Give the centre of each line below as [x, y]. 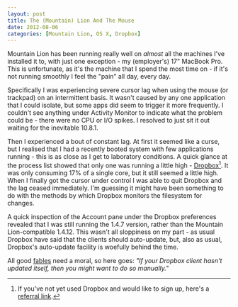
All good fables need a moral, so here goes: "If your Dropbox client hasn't [115, 260]
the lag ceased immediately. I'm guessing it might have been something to [116, 188]
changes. [21, 203]
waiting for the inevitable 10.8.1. [53, 128]
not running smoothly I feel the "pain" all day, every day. [89, 77]
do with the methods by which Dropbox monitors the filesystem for [105, 195]
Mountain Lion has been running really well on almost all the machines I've [116, 54]
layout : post [27, 14]
